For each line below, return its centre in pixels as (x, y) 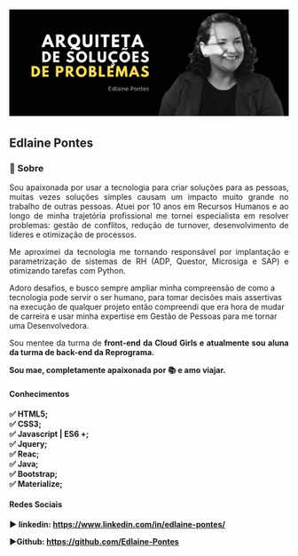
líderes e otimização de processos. (73, 234)
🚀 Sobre (27, 168)
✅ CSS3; (25, 424)
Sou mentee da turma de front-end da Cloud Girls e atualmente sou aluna (149, 343)
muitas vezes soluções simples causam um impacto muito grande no (149, 197)
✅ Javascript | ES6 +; (49, 433)
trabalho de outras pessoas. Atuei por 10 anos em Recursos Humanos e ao (149, 207)
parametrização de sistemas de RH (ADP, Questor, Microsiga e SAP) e (149, 261)
